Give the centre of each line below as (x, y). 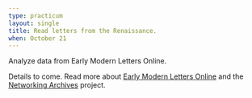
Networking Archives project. (57, 85)
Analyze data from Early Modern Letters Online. (88, 61)
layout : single (34, 23)
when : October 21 (38, 38)
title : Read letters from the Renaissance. (83, 31)
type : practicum (36, 16)
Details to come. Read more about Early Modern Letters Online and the (126, 76)
